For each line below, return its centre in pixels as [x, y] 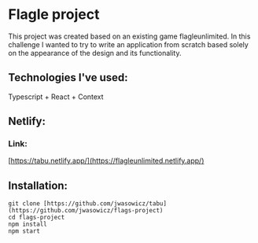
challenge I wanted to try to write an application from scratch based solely [129, 44]
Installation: [38, 185]
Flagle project [54, 15]
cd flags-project [37, 218]
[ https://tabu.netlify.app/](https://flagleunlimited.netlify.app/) [106, 161]
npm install [28, 225]
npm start [24, 231]
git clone [24, 204]
